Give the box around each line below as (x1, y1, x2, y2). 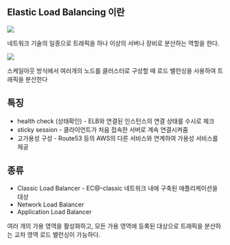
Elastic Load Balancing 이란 (7, 6, 125, 19)
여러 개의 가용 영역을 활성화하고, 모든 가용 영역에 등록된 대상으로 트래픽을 (7, 222, 203, 231)
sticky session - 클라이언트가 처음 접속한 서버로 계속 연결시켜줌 (16, 125, 189, 134)
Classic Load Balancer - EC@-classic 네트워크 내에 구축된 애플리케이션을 (16, 184, 218, 193)
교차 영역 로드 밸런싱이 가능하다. (14, 231, 101, 239)
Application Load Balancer (16, 208, 92, 216)
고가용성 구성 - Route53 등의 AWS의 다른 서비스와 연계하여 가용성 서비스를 (16, 134, 218, 142)
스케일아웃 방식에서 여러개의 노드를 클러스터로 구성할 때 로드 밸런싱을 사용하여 (7, 66, 216, 74)
